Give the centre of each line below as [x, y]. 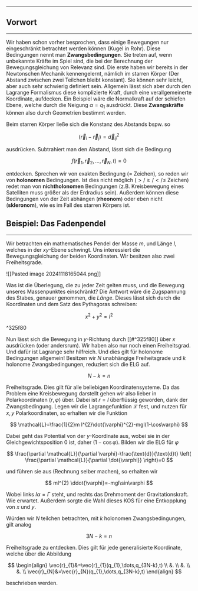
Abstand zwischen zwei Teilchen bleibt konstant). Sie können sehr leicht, [95, 80]
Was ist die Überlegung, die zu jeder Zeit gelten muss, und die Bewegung [95, 285]
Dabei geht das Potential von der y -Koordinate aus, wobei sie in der [88, 436]
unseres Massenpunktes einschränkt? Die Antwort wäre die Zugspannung [96, 291]
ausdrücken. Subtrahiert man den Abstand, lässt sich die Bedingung [89, 150]
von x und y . [21, 507]
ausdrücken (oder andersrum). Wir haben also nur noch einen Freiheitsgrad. [98, 346]
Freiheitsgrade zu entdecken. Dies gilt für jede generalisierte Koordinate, [94, 548]
